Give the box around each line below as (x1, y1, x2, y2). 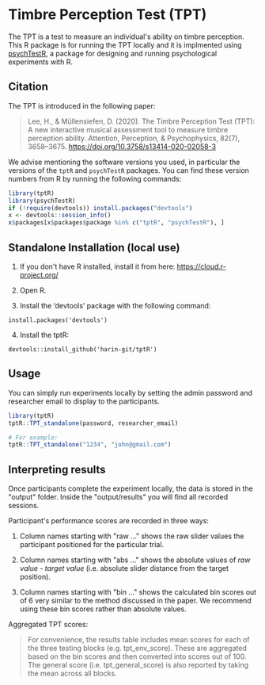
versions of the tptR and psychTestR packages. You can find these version (8, 165, 249, 175)
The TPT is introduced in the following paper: (8, 101, 156, 110)
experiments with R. (8, 57, 74, 67)
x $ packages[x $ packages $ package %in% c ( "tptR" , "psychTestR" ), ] (8, 219, 225, 227)
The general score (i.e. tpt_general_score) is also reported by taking (27, 660, 249, 670)
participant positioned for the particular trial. (19, 540, 165, 549)
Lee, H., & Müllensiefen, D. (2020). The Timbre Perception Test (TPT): (27, 117, 256, 126)
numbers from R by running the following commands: (8, 174, 182, 183)
